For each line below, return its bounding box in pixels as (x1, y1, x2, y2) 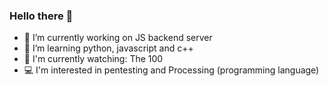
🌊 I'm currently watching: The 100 (23, 53, 164, 65)
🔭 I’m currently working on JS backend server (23, 32, 213, 44)
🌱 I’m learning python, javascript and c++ (23, 42, 194, 54)
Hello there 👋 (9, 9, 74, 23)
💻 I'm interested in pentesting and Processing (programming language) (23, 64, 320, 76)
